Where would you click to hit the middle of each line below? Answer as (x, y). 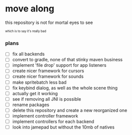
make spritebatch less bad (39, 82)
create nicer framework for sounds (48, 76)
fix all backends (28, 54)
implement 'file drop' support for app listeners (59, 65)
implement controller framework (45, 116)
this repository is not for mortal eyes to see (49, 22)
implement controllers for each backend (53, 121)
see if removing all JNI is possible (47, 99)
